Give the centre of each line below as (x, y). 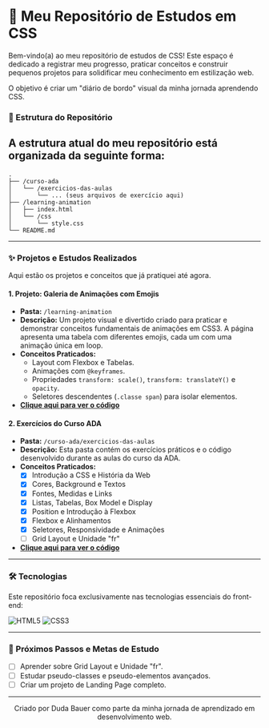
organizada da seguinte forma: (87, 156)
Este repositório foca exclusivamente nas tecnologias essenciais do (120, 597)
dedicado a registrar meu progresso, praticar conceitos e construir (118, 64)
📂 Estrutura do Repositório (61, 117)
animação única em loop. (61, 346)
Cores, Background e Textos (79, 485)
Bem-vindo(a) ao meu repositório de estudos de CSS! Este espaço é (121, 55)
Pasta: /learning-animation (66, 312)
